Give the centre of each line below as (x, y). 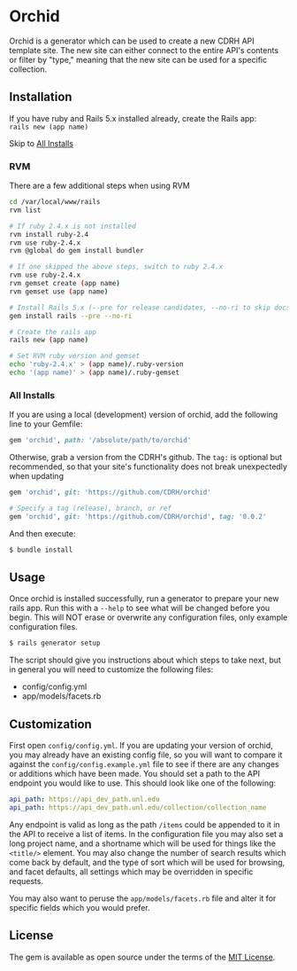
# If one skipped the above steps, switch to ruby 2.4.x (116, 267)
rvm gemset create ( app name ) (65, 284)
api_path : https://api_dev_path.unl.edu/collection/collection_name (138, 807)
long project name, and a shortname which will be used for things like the (143, 843)
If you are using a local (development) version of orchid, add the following (144, 415)
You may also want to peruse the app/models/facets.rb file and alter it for (143, 898)
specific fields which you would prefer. (80, 907)
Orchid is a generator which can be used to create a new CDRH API (132, 41)
